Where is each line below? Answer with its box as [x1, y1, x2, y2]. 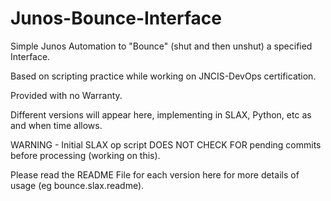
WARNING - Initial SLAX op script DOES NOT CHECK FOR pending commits [10, 138, 322, 151]
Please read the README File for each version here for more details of [10, 168, 300, 181]
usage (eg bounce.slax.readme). [10, 179, 145, 191]
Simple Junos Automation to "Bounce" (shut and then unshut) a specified [10, 40, 313, 52]
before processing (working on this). [10, 149, 161, 161]
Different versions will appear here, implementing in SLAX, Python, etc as [10, 108, 312, 121]
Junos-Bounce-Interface [10, 7, 222, 30]
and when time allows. [10, 119, 103, 131]
